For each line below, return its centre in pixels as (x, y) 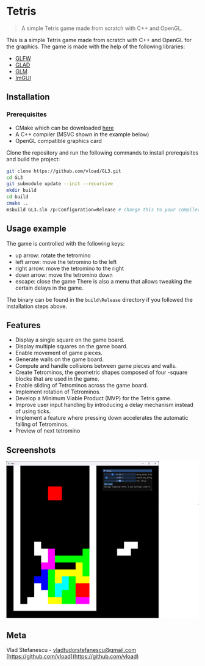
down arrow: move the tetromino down (64, 275)
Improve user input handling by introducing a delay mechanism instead (104, 405)
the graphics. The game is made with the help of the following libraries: (96, 46)
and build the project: (33, 159)
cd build (17, 197)
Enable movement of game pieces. (59, 353)
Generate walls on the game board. (59, 359)
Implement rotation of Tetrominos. (58, 392)
